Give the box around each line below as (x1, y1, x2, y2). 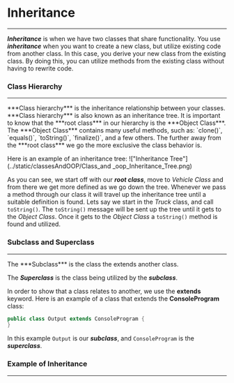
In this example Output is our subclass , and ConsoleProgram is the (7, 334, 195, 343)
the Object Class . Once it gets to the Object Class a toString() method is (7, 213, 218, 221)
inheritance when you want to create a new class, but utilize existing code (7, 42, 221, 50)
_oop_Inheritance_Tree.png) (112, 162, 193, 170)
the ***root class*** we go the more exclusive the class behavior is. (7, 141, 202, 149)
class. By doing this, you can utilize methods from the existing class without (7, 57, 225, 65)
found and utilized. (7, 220, 61, 228)
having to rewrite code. (7, 64, 74, 73)
